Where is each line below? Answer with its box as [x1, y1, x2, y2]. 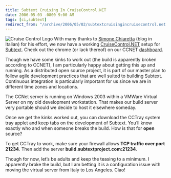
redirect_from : [5, 21, 38, 27]
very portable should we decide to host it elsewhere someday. [5, 104, 137, 110]
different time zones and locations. [5, 84, 79, 90]
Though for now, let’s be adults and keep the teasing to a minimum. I [5, 156, 149, 162]
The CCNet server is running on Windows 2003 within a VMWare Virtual [5, 94, 158, 100]
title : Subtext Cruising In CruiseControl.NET [5, 7, 106, 13]
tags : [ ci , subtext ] [5, 17, 47, 22]
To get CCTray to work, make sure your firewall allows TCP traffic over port [5, 141, 165, 147]
